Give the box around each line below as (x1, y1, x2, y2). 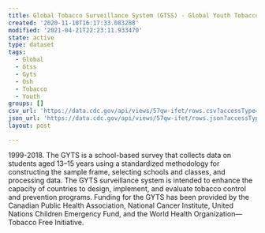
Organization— (193, 209, 243, 218)
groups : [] (8, 100, 44, 107)
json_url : (8, 115, 41, 122)
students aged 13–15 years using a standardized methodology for (8, 159, 220, 168)
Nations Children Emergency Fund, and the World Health (8, 209, 192, 218)
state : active (8, 33, 55, 42)
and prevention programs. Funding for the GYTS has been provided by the (8, 192, 250, 201)
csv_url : (8, 107, 37, 115)
